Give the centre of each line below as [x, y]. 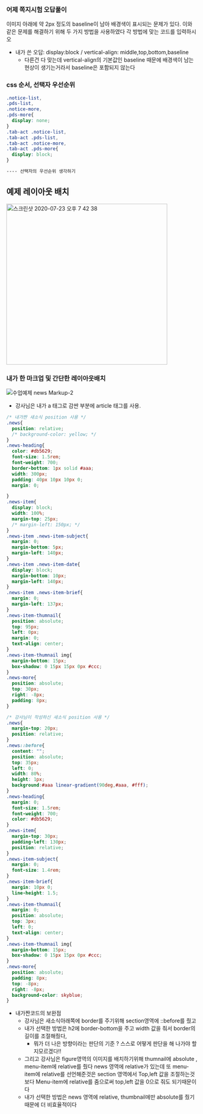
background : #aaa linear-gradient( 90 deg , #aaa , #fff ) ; [80, 785]
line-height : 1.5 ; [35, 893]
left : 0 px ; [26, 633]
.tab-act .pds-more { [33, 149]
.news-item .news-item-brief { [45, 593]
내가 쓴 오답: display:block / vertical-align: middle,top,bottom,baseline [102, 52]
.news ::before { [26, 746]
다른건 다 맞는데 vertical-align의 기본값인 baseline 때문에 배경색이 [103, 60]
